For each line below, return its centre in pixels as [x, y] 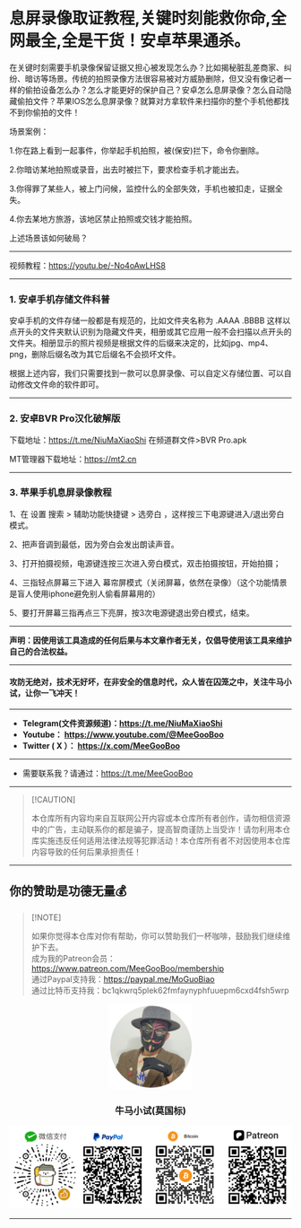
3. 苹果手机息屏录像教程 [60, 493]
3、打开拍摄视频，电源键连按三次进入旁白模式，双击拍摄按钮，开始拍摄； [145, 563]
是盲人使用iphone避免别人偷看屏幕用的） [85, 593]
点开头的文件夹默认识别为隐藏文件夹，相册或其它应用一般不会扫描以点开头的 [150, 332]
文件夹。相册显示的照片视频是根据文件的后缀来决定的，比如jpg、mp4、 [141, 343]
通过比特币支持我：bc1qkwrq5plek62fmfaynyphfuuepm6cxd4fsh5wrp [160, 990]
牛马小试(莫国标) [150, 1110]
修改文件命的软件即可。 [60, 385]
